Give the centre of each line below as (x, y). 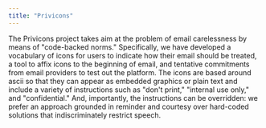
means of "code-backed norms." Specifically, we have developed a (120, 47)
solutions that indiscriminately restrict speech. (85, 115)
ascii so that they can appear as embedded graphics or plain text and (123, 81)
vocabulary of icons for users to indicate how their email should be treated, (133, 55)
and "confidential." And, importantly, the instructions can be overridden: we (133, 98)
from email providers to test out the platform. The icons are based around (130, 72)
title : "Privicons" (41, 16)
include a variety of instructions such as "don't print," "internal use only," (129, 90)
